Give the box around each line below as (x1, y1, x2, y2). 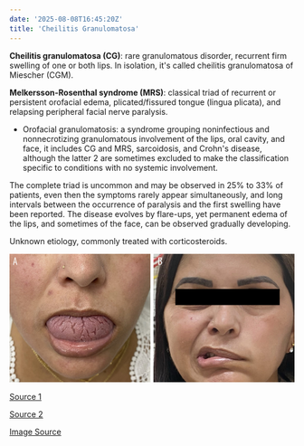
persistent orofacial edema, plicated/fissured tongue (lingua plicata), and (9, 96, 281, 108)
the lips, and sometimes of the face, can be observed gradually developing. (9, 218, 291, 229)
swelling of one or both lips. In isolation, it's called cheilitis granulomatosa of (9, 60, 294, 71)
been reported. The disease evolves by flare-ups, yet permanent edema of (9, 208, 288, 219)
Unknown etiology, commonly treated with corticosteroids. (9, 235, 228, 246)
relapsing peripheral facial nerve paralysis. (9, 106, 168, 117)
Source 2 (9, 408, 43, 420)
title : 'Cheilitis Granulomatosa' (9, 24, 140, 33)
